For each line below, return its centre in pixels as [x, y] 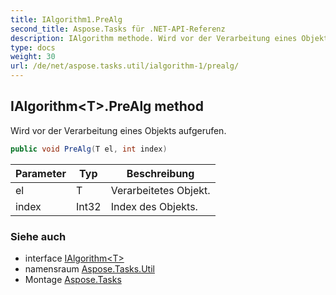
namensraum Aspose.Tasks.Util [89, 268]
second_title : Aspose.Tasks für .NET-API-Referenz [118, 29]
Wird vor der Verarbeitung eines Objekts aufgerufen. [118, 130]
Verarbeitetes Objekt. [160, 190]
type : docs [33, 47]
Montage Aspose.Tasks [73, 279]
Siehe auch [38, 236]
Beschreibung [160, 173]
